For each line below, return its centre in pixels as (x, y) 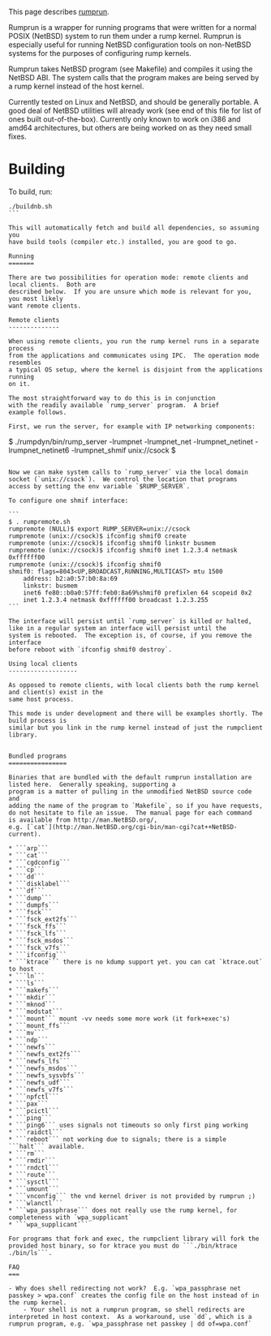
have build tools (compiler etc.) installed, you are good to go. (123, 242)
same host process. (41, 699)
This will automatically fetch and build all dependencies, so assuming (134, 228)
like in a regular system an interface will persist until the (118, 628)
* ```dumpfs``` (34, 905)
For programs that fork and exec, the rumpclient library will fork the (134, 1239)
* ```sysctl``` (34, 1182)
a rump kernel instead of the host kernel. (76, 86)
